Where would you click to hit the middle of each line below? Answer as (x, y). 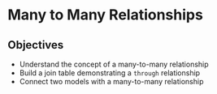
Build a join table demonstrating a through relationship (110, 73)
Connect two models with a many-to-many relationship (111, 81)
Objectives (36, 45)
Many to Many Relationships (106, 15)
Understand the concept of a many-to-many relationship (114, 64)
